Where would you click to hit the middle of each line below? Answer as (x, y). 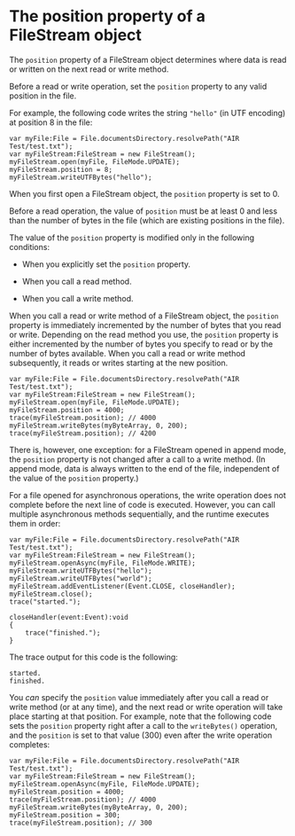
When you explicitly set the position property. (106, 264)
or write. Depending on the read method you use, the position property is (144, 334)
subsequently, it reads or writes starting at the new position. (119, 363)
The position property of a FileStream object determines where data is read (148, 59)
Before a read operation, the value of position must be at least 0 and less (143, 211)
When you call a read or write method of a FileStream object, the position (144, 316)
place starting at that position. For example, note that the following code (140, 716)
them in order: (35, 523)
